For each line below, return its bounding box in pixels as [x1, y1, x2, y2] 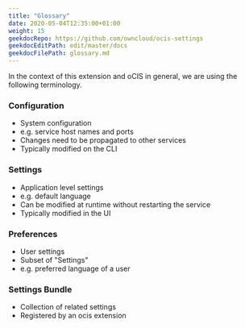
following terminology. [8, 80, 82, 89]
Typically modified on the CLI [19, 144, 118, 154]
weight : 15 [8, 27, 45, 35]
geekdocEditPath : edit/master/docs [8, 42, 128, 50]
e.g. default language [19, 191, 91, 201]
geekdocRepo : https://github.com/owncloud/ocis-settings [8, 34, 204, 43]
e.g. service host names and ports [19, 127, 135, 137]
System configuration [19, 118, 92, 128]
